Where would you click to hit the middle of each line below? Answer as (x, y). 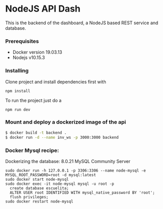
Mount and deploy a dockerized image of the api (66, 122)
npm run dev (18, 110)
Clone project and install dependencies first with (56, 82)
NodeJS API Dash (43, 9)
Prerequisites (22, 41)
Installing (17, 71)
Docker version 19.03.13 (37, 52)
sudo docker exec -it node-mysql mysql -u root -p (60, 184)
